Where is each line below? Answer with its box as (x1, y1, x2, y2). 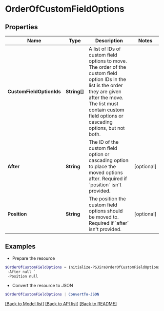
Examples (5, 242, 36, 251)
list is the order (88, 82, 123, 89)
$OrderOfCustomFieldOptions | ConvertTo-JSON (5, 292, 99, 297)
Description (95, 38, 123, 44)
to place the (88, 163, 116, 170)
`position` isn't (88, 181, 122, 188)
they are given (88, 88, 122, 95)
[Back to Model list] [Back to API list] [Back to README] (5, 301, 117, 307)
